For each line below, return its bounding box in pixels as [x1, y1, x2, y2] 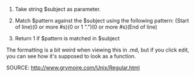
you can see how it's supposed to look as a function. [6, 53, 136, 59]
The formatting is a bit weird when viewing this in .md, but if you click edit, [6, 46, 190, 53]
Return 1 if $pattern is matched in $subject [14, 35, 120, 41]
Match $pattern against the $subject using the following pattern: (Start [14, 17, 190, 24]
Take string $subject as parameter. [14, 6, 101, 12]
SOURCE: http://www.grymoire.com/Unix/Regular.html [6, 64, 140, 71]
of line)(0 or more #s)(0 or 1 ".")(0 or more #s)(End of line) [14, 24, 157, 30]
